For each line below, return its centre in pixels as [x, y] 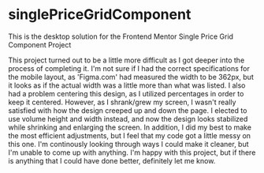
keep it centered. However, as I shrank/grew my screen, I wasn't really [122, 102]
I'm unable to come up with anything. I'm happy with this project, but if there [132, 152]
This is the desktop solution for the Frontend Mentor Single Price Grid [121, 36]
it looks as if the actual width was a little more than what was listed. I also [127, 85]
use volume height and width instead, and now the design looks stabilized [128, 118]
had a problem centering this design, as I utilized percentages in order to [126, 93]
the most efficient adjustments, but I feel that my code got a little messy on [129, 135]
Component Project [40, 44]
